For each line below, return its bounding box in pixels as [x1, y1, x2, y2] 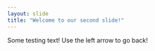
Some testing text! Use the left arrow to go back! [7, 36, 148, 44]
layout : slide [7, 10, 49, 17]
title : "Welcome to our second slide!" [7, 17, 125, 24]
